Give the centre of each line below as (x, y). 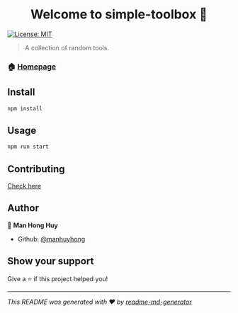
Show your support (51, 261)
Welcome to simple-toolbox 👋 (119, 15)
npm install (25, 108)
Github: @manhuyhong (51, 239)
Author (23, 208)
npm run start (28, 147)
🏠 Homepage (32, 67)
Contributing (36, 169)
